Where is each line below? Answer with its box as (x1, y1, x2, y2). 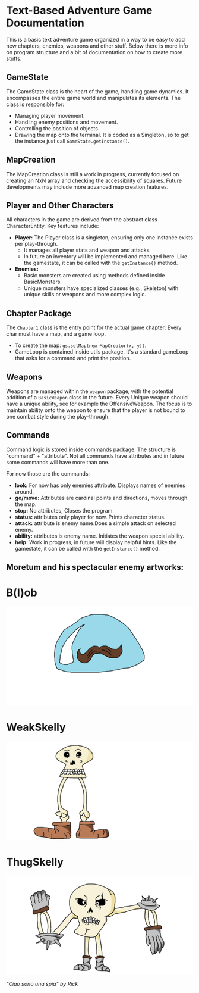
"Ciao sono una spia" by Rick (6, 980, 78, 988)
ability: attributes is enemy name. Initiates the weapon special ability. (14, 532, 185, 539)
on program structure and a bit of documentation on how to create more (6, 48, 183, 55)
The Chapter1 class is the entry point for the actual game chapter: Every (6, 324, 182, 331)
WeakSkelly (6, 721, 67, 734)
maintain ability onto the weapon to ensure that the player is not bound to (6, 407, 185, 414)
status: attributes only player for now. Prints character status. (14, 513, 166, 520)
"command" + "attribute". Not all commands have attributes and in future (6, 452, 185, 459)
